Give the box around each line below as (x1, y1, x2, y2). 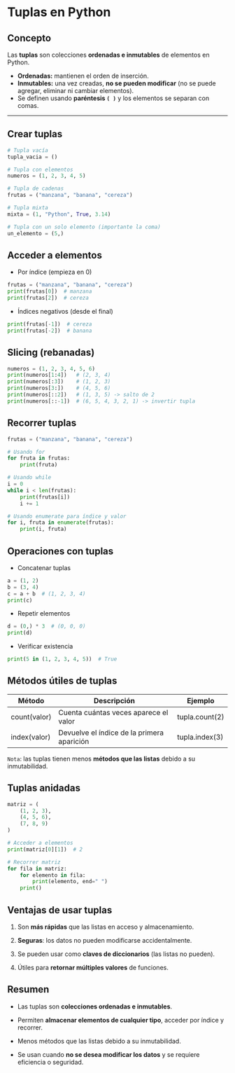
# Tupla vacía (7, 146, 49, 154)
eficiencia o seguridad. (17, 1058, 84, 1066)
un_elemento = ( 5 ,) (7, 230, 64, 237)
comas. (17, 102, 39, 109)
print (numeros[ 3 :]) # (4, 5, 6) (7, 385, 111, 392)
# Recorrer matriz (7, 859, 61, 866)
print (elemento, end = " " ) (32, 878, 108, 885)
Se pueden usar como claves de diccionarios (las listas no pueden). (17, 950, 215, 958)
